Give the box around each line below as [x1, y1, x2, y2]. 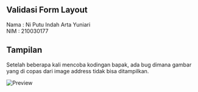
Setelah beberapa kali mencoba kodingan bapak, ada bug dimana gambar [6, 61, 192, 68]
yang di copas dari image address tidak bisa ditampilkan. [6, 67, 149, 74]
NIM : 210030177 [6, 27, 49, 34]
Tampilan [6, 45, 43, 55]
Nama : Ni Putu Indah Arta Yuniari [6, 21, 91, 28]
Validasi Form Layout [6, 5, 88, 15]
